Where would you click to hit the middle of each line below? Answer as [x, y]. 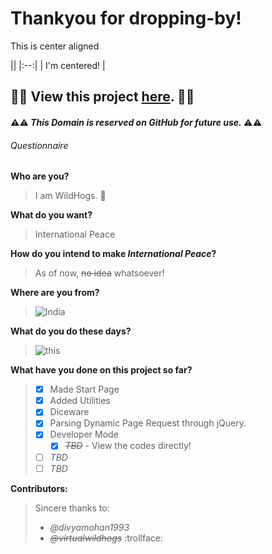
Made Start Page [84, 389]
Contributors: [39, 488]
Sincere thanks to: [72, 508]
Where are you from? [55, 293]
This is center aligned [55, 46]
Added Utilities [80, 401]
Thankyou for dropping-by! [126, 18]
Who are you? [40, 176]
